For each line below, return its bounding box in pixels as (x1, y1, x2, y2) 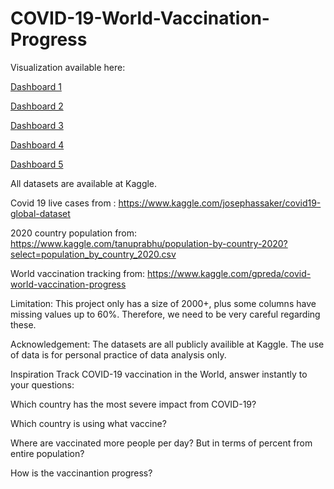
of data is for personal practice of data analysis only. (10, 348, 227, 361)
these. (10, 318, 37, 331)
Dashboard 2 (10, 100, 64, 112)
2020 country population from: (10, 227, 138, 239)
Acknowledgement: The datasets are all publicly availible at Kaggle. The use (10, 338, 325, 350)
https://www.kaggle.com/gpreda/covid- (147, 267, 312, 279)
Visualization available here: (10, 61, 126, 73)
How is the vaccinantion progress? (10, 467, 153, 479)
